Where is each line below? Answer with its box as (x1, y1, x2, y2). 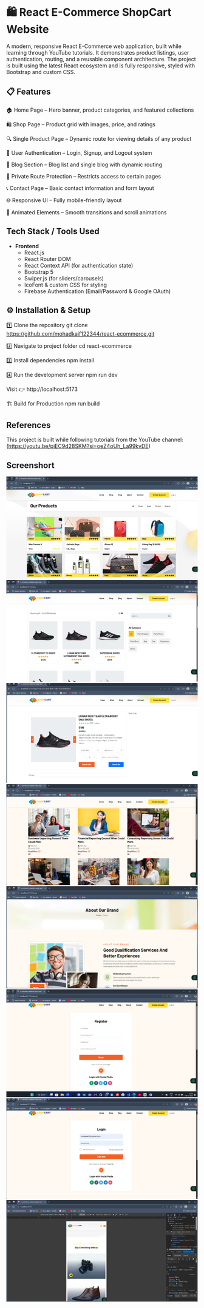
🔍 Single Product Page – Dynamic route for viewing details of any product (6, 135, 192, 142)
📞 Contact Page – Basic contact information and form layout (6, 184, 155, 192)
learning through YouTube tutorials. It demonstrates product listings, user (6, 49, 189, 56)
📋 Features (6, 87, 51, 97)
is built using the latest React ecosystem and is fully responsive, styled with (6, 62, 195, 69)
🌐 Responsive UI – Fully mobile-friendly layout (6, 196, 122, 204)
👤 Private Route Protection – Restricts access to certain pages (6, 172, 161, 180)
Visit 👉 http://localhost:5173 (6, 385, 78, 393)
